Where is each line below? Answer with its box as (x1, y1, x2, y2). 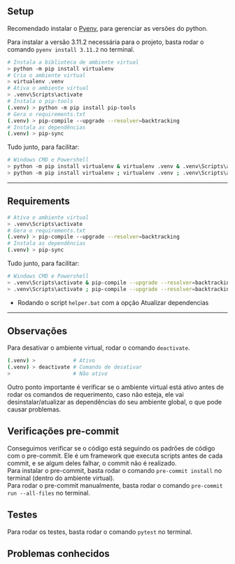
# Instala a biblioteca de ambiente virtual (7, 59, 139, 66)
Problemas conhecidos (7, 548, 110, 560)
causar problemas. (7, 405, 62, 414)
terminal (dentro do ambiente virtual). (7, 474, 115, 482)
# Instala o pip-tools (7, 98, 73, 105)
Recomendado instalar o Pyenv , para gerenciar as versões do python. (7, 24, 208, 32)
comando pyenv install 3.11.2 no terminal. (7, 45, 135, 53)
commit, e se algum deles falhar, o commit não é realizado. (7, 458, 177, 467)
